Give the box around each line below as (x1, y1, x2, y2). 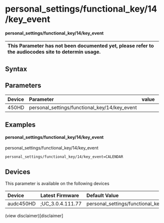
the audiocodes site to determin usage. (7, 49, 101, 56)
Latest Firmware (40, 192, 80, 199)
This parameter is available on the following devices (5, 181, 110, 186)
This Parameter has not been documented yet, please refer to (7, 42, 154, 49)
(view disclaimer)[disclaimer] (5, 213, 63, 219)
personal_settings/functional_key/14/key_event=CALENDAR (5, 154, 123, 159)
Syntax (5, 65, 27, 73)
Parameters (5, 81, 41, 90)
